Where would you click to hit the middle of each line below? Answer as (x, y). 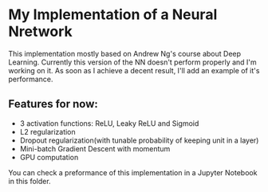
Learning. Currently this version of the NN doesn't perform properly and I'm (132, 62)
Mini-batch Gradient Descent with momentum (95, 148)
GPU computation (49, 157)
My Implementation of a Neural (113, 15)
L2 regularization (47, 131)
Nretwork (41, 31)
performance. (31, 79)
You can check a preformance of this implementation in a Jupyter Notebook (133, 172)
